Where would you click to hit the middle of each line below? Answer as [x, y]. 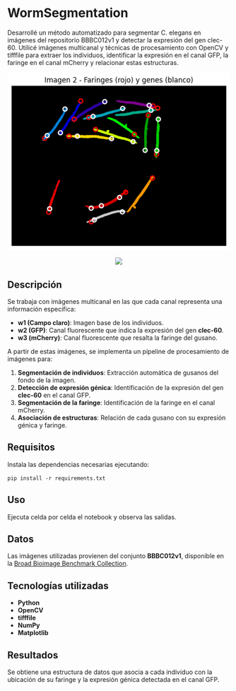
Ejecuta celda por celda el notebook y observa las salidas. [92, 516]
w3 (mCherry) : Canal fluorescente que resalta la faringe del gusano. [117, 338]
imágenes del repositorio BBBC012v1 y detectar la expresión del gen [107, 40]
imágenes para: [30, 359]
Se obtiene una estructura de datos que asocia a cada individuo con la [110, 672]
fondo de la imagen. [47, 380]
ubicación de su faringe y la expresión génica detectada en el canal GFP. [113, 680]
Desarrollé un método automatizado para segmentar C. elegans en [104, 33]
